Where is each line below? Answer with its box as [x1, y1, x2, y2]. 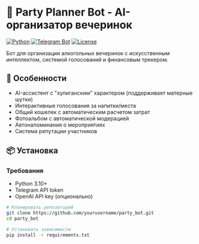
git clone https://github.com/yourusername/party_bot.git [6, 210, 154, 216]
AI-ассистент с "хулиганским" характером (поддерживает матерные [14, 89, 193, 97]
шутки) [14, 95, 33, 103]
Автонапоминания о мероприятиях [14, 121, 105, 128]
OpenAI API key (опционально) [14, 193, 93, 200]
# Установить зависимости [6, 227, 71, 233]
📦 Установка [6, 146, 58, 156]
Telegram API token [14, 186, 64, 194]
